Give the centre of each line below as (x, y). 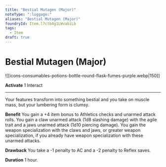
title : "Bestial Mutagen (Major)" (41, 10)
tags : (11, 28)
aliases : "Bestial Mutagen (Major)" (43, 19)
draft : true (17, 38)
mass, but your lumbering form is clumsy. (47, 105)
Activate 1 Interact (24, 85)
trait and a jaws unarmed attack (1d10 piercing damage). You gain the (76, 125)
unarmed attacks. (23, 140)
